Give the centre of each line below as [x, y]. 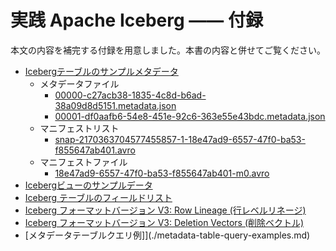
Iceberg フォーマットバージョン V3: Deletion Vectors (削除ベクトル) [164, 222]
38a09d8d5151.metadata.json [115, 105]
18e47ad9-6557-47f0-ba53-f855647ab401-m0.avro [162, 173]
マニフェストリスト [79, 128]
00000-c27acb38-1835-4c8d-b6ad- [130, 95]
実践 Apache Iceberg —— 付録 [136, 20]
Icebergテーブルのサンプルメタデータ [101, 71]
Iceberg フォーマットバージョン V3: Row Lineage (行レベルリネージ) [165, 210]
